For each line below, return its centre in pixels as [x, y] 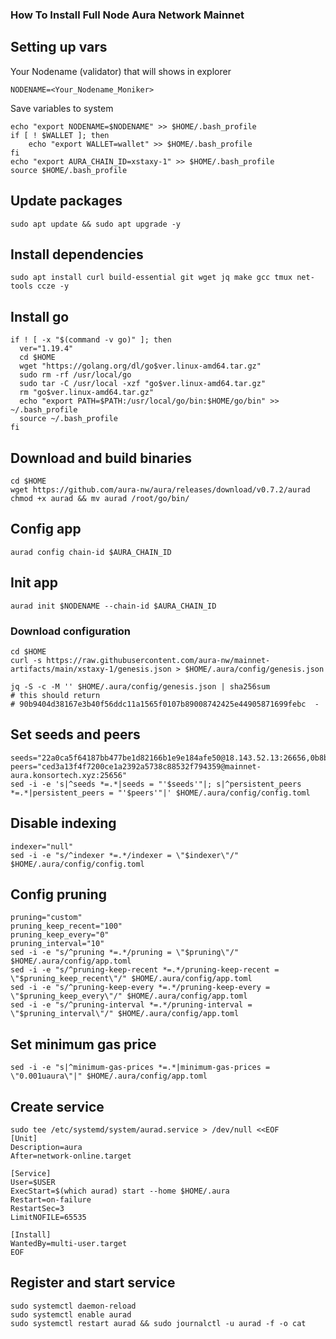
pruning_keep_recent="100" [66, 926]
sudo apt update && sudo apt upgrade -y [96, 224]
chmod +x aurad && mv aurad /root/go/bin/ [100, 498]
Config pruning [58, 894]
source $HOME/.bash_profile [69, 170]
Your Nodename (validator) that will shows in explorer [121, 71]
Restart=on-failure [51, 1199]
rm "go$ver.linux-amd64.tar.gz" [87, 393]
